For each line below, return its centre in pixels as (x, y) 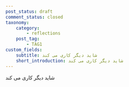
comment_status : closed (34, 17)
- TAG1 (34, 45)
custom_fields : (24, 50)
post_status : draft (29, 11)
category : (28, 28)
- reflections (43, 34)
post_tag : (28, 39)
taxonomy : (18, 22)
